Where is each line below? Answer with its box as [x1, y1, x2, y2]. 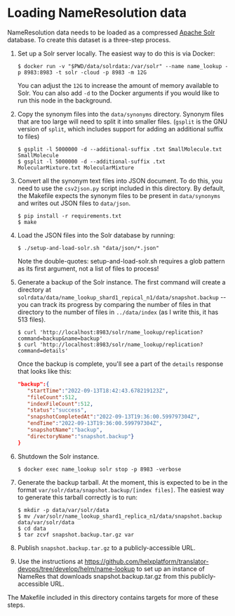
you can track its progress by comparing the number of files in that [17, 300, 211, 308]
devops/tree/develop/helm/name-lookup [17, 564, 135, 573]
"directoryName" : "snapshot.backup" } [27, 433, 135, 440]
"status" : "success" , [27, 407, 88, 414]
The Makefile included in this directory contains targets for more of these [7, 593, 219, 601]
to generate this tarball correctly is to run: [17, 493, 138, 502]
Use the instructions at [17, 557, 83, 565]
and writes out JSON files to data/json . [17, 199, 131, 207]
